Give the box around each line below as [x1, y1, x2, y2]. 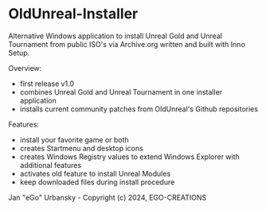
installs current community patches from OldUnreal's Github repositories [19, 104, 259, 114]
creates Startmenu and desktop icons [19, 143, 143, 153]
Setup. [8, 48, 30, 57]
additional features [19, 160, 82, 169]
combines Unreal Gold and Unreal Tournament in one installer [19, 87, 223, 96]
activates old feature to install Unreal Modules [19, 169, 171, 178]
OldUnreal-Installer [8, 5, 139, 23]
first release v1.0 [19, 79, 74, 88]
